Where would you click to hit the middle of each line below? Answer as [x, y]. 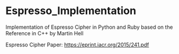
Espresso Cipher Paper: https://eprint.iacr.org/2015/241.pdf [77, 45]
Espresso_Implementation [71, 11]
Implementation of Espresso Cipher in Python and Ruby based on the [89, 27]
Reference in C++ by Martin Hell [44, 33]
